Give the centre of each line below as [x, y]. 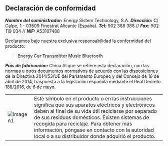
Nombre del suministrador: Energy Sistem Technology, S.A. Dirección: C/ [82, 20]
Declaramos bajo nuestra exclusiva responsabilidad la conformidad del [78, 41]
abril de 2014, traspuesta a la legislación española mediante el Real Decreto [83, 81]
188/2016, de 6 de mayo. [30, 87]
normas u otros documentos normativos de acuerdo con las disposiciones [82, 71]
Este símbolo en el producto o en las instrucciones [93, 98]
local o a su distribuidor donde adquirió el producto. [95, 136]
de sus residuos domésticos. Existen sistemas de [92, 117]
